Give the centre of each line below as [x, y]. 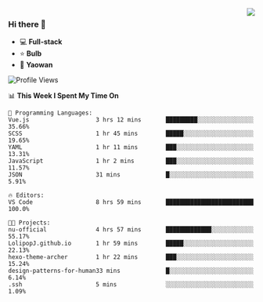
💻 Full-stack [41, 42]
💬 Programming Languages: [50, 113]
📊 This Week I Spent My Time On [63, 96]
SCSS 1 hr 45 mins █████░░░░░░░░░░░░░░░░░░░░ [131, 134]
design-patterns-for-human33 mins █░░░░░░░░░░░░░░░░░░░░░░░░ [131, 271]
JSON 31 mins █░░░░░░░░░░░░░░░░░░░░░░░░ [131, 175]
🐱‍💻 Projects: [29, 223]
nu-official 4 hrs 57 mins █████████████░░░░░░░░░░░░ [131, 230]
